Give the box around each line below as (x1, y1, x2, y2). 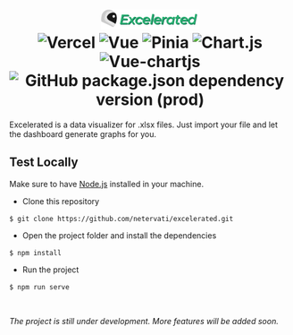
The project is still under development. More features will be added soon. (9, 315, 279, 326)
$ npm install (9, 248, 63, 257)
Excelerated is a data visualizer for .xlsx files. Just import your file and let (9, 119, 279, 130)
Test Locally (9, 155, 79, 170)
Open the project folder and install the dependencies (21, 229, 217, 241)
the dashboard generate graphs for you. (9, 128, 156, 139)
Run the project (21, 264, 80, 275)
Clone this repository (21, 195, 100, 206)
